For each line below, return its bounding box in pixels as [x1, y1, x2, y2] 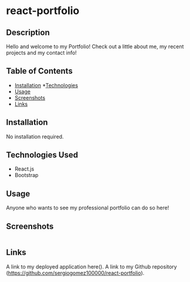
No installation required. [6, 133, 64, 140]
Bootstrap [14, 172, 39, 179]
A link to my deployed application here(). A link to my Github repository [6, 263, 177, 270]
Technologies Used [6, 150, 78, 160]
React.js [14, 165, 35, 172]
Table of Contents [6, 66, 73, 76]
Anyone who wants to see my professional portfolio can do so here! [6, 204, 169, 212]
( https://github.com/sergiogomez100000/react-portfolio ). [6, 269, 145, 276]
